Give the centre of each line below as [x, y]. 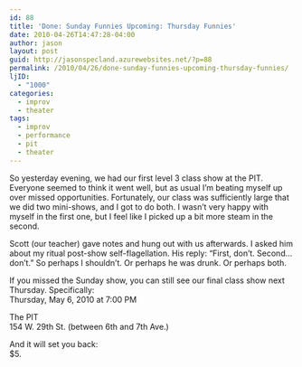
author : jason [36, 43]
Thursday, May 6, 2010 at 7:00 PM [73, 299]
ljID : [19, 77]
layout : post [34, 52]
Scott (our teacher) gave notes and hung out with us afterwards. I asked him [151, 243]
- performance [44, 136]
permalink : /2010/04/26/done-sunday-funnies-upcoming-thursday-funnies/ [149, 69]
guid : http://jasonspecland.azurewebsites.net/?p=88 [111, 60]
